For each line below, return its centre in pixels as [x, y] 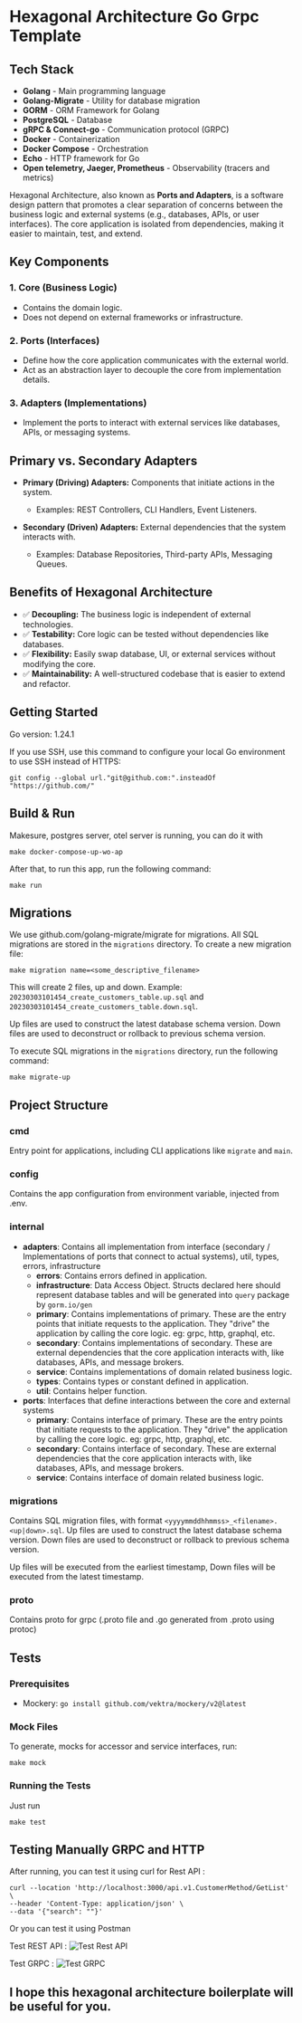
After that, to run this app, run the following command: [110, 868]
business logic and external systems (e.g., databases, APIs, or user [134, 214]
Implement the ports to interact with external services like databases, [151, 423]
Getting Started [54, 712]
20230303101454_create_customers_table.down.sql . [104, 1007]
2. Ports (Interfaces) [55, 340]
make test [28, 1822]
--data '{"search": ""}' [56, 1912]
